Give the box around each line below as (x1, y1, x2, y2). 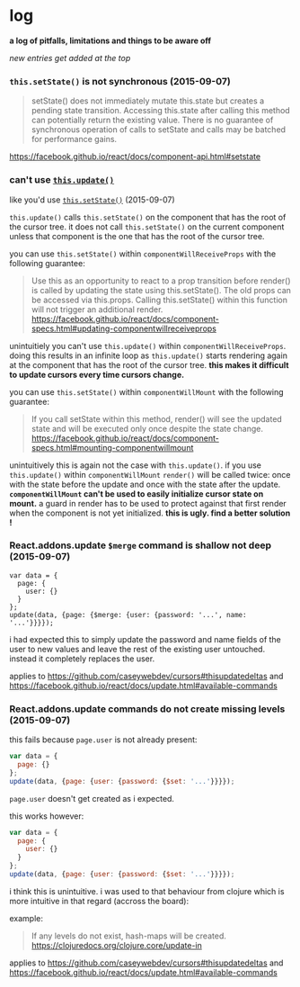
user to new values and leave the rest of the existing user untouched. (9, 643, 266, 654)
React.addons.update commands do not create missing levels (9, 703, 286, 715)
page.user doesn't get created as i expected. (9, 793, 175, 803)
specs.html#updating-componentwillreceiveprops (31, 323, 217, 334)
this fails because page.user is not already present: (9, 734, 198, 745)
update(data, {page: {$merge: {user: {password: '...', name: (9, 610, 247, 619)
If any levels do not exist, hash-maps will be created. (31, 930, 226, 941)
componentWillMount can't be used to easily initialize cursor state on (9, 488, 264, 499)
